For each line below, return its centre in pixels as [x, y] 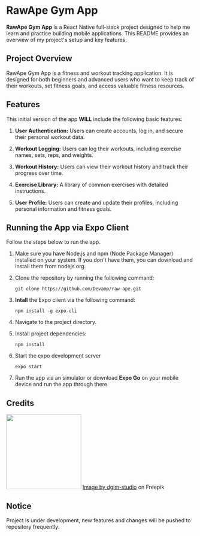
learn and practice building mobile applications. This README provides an [98, 33]
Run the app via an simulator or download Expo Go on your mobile [96, 378]
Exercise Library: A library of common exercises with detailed [91, 184]
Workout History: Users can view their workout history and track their [101, 166]
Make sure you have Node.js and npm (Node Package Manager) [94, 254]
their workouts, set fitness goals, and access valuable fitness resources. [95, 86]
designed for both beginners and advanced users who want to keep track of [100, 79]
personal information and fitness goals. [63, 209]
